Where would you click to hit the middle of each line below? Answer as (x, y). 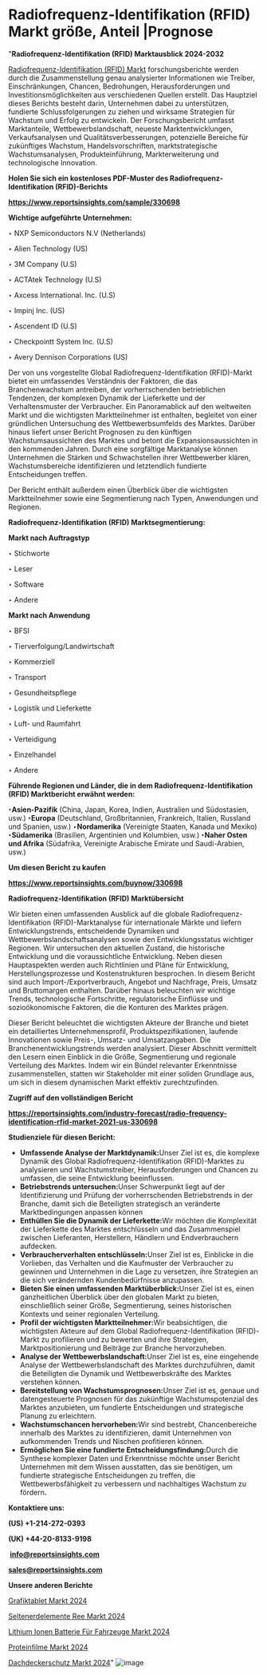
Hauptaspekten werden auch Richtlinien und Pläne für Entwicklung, (119, 965)
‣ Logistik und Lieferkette (50, 708)
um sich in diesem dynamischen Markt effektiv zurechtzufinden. (114, 1082)
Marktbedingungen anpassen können (81, 1211)
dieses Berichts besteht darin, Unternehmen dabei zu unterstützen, (118, 103)
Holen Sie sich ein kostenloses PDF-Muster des (88, 178)
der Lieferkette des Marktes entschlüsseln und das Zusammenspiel (130, 1229)
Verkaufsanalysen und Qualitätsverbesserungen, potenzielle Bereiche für (128, 137)
